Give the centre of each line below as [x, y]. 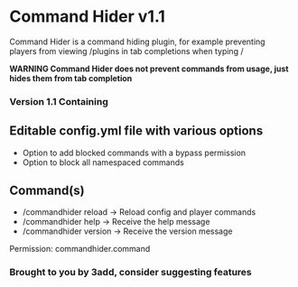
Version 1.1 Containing [59, 101]
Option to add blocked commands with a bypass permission [134, 153]
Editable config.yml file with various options [136, 131]
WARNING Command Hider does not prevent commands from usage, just [149, 69]
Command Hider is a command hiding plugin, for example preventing [137, 42]
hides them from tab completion [71, 78]
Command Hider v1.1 [87, 17]
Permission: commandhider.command [80, 249]
